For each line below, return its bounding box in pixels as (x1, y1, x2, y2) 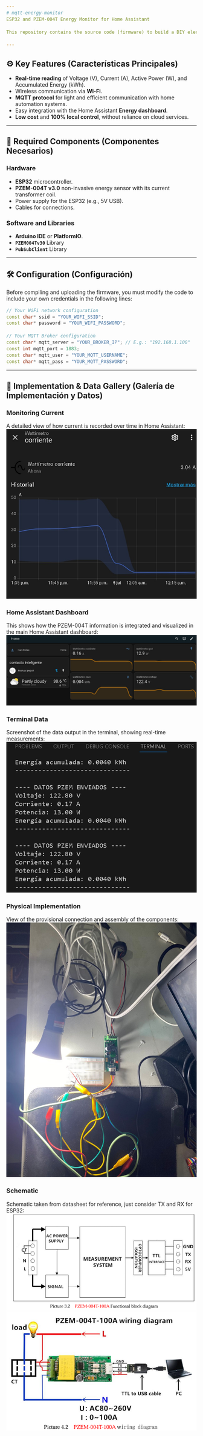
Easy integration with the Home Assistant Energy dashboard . (14, 107, 168, 114)
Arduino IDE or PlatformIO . (14, 232, 83, 239)
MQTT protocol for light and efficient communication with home (14, 94, 175, 101)
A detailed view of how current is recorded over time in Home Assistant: (6, 422, 185, 430)
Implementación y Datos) (6, 391, 103, 401)
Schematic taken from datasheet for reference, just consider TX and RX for (6, 1200, 193, 1208)
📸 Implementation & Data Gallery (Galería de (6, 381, 175, 391)
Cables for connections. (14, 204, 75, 211)
